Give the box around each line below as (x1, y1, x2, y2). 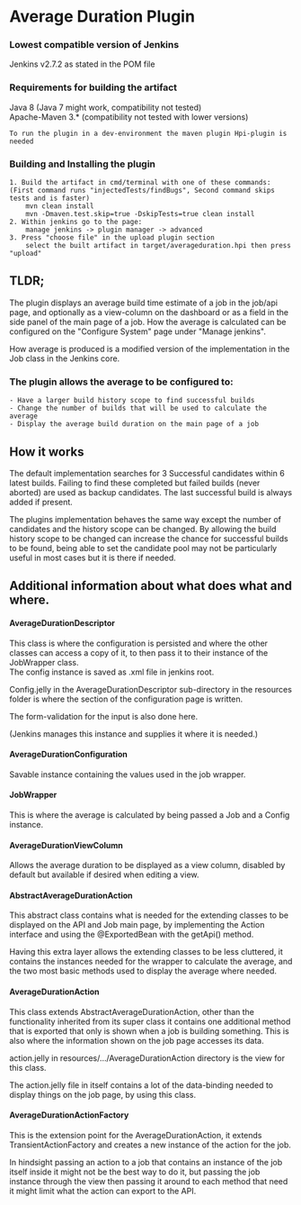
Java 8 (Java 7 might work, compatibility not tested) (9, 102, 202, 113)
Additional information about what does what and (9, 578, 292, 593)
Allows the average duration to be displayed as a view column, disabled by (9, 860, 286, 871)
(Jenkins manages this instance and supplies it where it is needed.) (9, 728, 259, 739)
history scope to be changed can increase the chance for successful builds (9, 533, 289, 544)
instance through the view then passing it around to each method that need (9, 1175, 288, 1186)
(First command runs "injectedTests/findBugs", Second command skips (9, 186, 276, 195)
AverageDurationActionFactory (9, 1110, 129, 1120)
